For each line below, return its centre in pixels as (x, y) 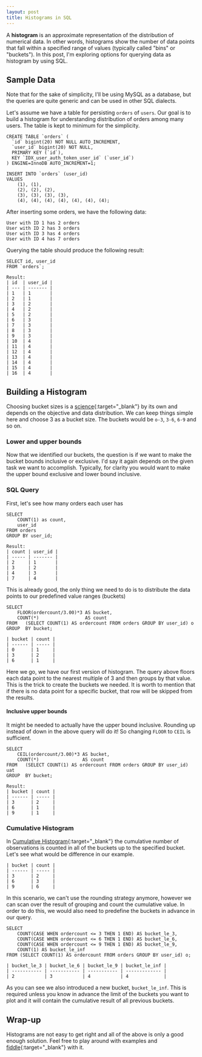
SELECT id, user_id (31, 262)
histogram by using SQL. (37, 61)
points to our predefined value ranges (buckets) (66, 596)
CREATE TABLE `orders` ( (38, 137)
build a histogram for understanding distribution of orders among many (95, 119)
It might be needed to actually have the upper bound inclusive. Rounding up (101, 725)
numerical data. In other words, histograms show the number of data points (101, 41)
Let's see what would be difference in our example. (70, 854)
